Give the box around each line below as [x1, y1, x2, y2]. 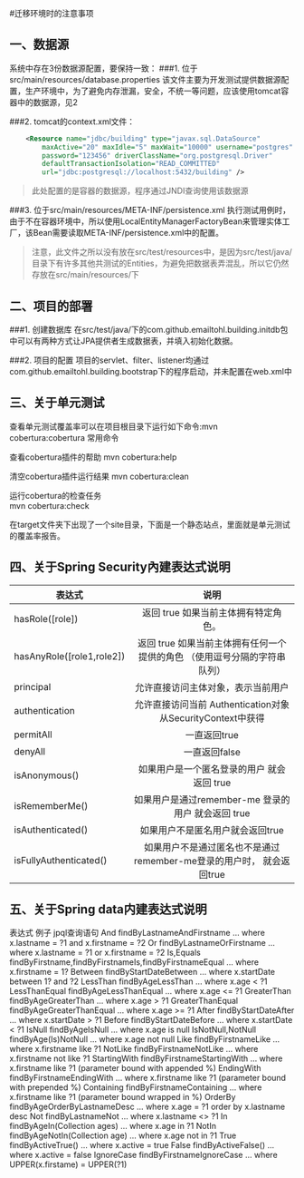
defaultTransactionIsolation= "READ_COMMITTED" [42, 160, 221, 169]
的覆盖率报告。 [9, 530, 65, 541]
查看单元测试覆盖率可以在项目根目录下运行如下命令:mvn [9, 421, 219, 432]
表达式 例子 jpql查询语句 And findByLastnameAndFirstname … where [9, 928, 265, 939]
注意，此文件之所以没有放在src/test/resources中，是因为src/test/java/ [31, 247, 292, 258]
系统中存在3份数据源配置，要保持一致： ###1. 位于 [9, 63, 198, 73]
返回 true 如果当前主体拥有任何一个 [137, 637, 287, 649]
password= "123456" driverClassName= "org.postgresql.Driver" [42, 151, 273, 161]
